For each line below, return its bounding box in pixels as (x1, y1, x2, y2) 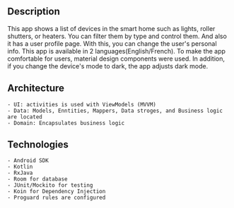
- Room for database (7, 176, 69, 183)
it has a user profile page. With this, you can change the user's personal (7, 39, 217, 48)
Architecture (7, 82, 65, 94)
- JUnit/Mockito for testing (7, 182, 93, 189)
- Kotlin (7, 164, 33, 171)
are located (7, 113, 42, 121)
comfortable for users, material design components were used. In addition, (7, 54, 225, 63)
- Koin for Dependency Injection (7, 188, 106, 195)
